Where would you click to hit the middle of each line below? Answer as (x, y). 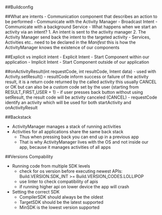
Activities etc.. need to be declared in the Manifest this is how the (70, 42)
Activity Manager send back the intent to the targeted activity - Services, (78, 37)
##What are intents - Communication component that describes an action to (81, 16)
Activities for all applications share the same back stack (68, 132)
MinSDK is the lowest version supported (59, 207)
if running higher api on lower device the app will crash (74, 187)
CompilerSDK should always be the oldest (61, 197)
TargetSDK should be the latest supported (61, 202)
